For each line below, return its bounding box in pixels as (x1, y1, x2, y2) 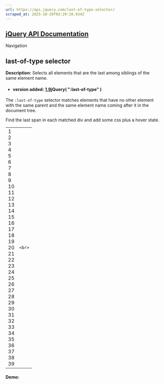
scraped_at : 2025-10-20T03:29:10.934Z (5, 12, 84, 17)
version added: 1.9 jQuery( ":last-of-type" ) (12, 86, 102, 92)
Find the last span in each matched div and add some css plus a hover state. (5, 117, 160, 123)
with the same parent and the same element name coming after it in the (5, 102, 149, 108)
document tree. (5, 108, 37, 113)
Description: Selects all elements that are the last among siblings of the (5, 70, 150, 76)
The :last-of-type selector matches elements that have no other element (5, 97, 154, 103)
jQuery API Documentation (5, 30, 89, 38)
